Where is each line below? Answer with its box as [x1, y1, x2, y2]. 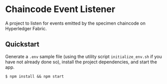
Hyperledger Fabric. [5, 25, 47, 31]
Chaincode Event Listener [5, 4, 116, 15]
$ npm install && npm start [5, 74, 64, 79]
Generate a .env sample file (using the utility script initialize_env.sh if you [5, 53, 162, 59]
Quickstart [5, 40, 40, 49]
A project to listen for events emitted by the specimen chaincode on [5, 20, 146, 26]
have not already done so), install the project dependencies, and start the [5, 59, 157, 65]
